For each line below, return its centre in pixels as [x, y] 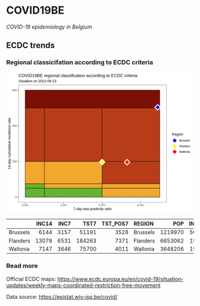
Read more [22, 266]
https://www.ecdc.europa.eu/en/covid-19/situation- [121, 279]
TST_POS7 [115, 224]
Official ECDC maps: [31, 279]
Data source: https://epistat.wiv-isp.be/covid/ [62, 296]
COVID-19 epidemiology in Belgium [49, 27]
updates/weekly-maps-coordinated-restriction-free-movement [83, 285]
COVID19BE [35, 10]
